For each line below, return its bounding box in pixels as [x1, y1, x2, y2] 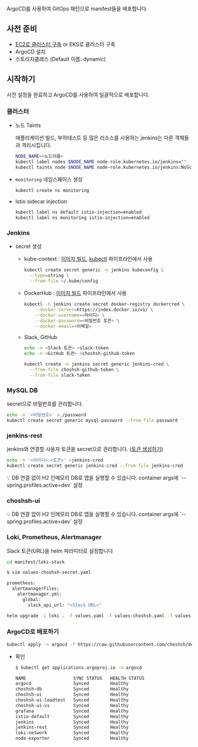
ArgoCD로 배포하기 [6, 628, 59, 636]
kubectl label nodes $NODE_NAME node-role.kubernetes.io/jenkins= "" [15, 158, 187, 165]
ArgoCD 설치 [15, 48, 46, 55]
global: [22, 596, 42, 602]
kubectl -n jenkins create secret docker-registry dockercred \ [24, 301, 185, 307]
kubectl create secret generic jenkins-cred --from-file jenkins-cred [6, 463, 183, 469]
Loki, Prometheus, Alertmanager [6, 533, 102, 542]
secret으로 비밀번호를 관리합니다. [6, 400, 83, 407]
